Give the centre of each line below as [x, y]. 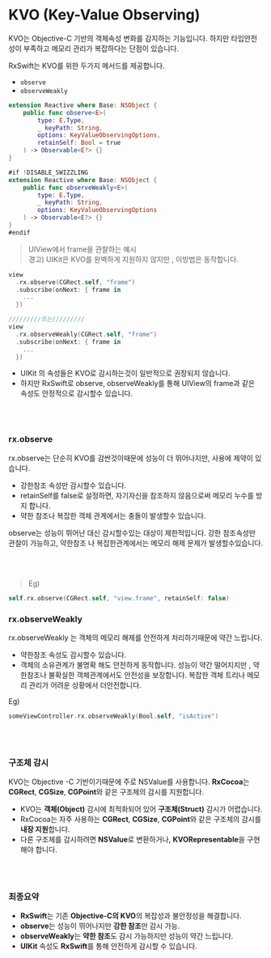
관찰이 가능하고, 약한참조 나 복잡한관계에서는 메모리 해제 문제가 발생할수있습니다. [136, 543]
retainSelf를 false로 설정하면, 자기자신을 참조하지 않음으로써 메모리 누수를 [137, 495]
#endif [19, 232]
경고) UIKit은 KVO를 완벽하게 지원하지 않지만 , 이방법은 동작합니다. [133, 259]
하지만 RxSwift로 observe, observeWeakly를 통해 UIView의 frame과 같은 [138, 384]
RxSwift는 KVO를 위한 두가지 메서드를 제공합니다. [87, 66]
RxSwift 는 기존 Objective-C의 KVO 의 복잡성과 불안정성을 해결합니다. [131, 916]
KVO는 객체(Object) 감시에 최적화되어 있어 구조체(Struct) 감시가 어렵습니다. [141, 809]
